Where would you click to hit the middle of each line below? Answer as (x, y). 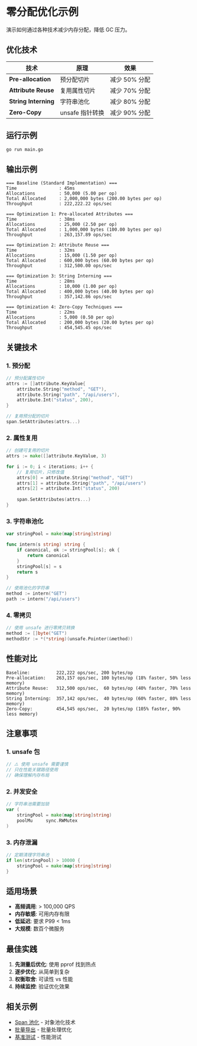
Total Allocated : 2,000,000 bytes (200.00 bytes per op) (84, 199)
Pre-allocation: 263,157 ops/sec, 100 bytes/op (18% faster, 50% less (99, 678)
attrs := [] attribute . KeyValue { (46, 383)
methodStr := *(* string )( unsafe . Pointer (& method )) (70, 639)
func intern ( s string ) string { (46, 545)
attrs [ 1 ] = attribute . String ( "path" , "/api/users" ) (81, 483)
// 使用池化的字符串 (28, 588)
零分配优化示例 (42, 12)
